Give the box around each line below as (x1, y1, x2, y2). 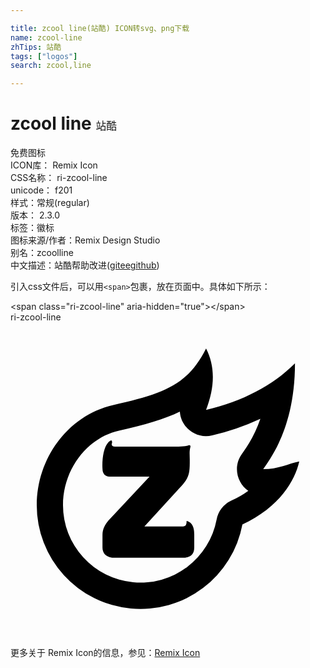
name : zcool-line (10, 32, 83, 43)
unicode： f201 (10, 184, 73, 196)
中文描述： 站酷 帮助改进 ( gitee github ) (10, 259, 160, 271)
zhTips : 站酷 (10, 42, 62, 52)
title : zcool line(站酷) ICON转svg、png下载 (10, 23, 190, 33)
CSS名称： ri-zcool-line (10, 172, 108, 184)
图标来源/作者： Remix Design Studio (10, 234, 161, 246)
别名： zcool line (10, 247, 74, 259)
